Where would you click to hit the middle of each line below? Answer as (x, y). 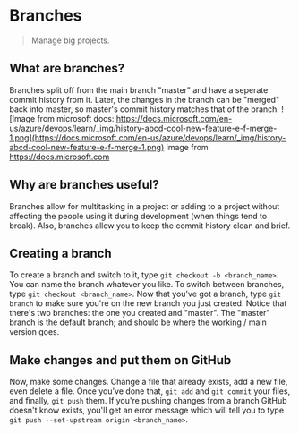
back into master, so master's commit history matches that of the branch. (145, 109)
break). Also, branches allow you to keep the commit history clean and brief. (150, 226)
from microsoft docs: (76, 118)
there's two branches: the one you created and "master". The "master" (140, 313)
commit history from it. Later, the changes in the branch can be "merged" (145, 99)
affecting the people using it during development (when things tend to (138, 216)
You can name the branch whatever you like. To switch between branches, (147, 285)
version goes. (34, 332)
